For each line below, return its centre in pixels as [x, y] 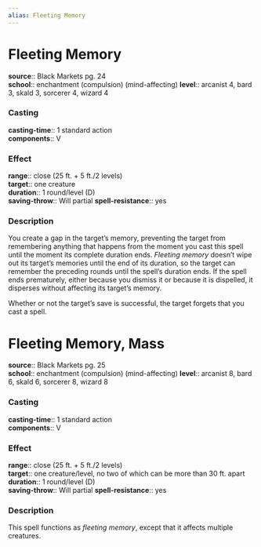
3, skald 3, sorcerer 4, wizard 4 [58, 93]
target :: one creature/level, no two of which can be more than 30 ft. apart [127, 473]
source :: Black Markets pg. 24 [57, 76]
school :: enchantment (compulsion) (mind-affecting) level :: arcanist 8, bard [130, 374]
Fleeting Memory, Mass [86, 343]
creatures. [25, 536]
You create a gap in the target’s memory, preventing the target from [117, 238]
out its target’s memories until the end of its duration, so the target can [122, 263]
